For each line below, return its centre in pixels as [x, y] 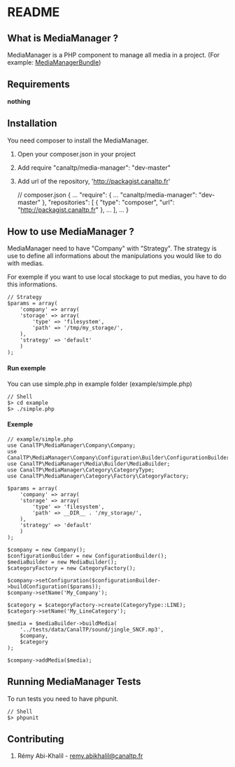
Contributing [36, 739]
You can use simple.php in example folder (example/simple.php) [100, 384]
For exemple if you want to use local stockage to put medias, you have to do [117, 277]
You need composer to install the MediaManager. [78, 140]
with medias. [26, 263]
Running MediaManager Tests [74, 682]
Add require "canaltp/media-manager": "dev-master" [94, 167]
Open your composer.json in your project [77, 154]
